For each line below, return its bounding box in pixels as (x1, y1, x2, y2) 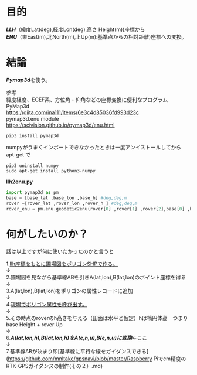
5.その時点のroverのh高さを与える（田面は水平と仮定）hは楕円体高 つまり (6, 315, 189, 322)
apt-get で (6, 151, 31, 158)
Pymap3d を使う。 (6, 76, 51, 83)
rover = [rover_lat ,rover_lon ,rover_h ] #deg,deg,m (6, 200, 138, 206)
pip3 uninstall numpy (6, 162, 59, 169)
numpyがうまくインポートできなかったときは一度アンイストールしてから (6, 144, 182, 151)
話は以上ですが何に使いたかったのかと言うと (6, 248, 114, 255)
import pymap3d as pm (6, 189, 59, 195)
